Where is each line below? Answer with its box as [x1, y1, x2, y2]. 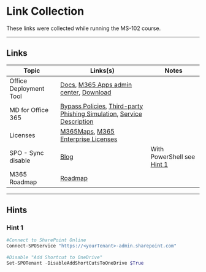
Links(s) [90, 66, 115, 75]
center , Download [60, 88, 112, 96]
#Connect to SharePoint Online [6, 237, 86, 243]
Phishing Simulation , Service [60, 109, 142, 118]
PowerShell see [150, 152, 195, 161]
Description [60, 117, 94, 126]
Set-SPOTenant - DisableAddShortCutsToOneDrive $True [6, 260, 144, 266]
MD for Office [9, 105, 49, 114]
